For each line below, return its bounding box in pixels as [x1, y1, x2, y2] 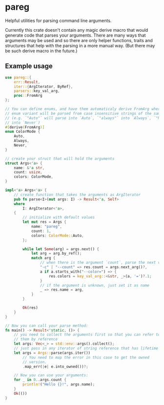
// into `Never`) [5, 120, 41, 125]
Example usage [5, 62, 53, 70]
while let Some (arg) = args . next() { [22, 246, 99, 252]
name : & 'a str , [14, 165, 45, 170]
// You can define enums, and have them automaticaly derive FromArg [5, 107, 150, 111]
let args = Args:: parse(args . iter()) [14, 350, 91, 355]
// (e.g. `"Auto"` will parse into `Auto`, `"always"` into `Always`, [5, 115, 152, 121]
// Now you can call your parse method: [5, 323, 89, 328]
